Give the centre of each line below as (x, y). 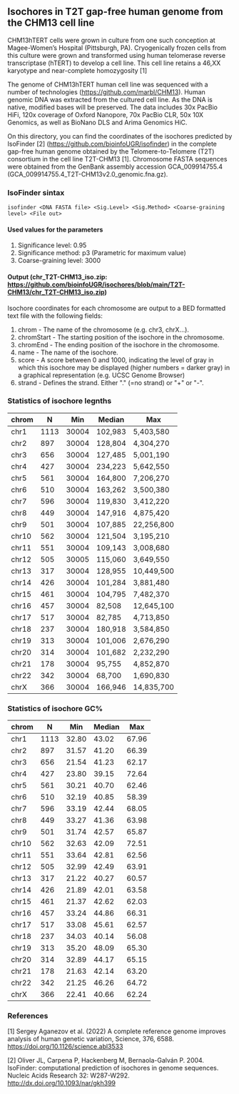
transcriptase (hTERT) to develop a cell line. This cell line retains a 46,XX (114, 63)
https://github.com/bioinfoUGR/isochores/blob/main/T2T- (96, 284)
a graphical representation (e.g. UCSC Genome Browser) (101, 375)
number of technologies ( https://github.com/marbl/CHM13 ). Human (106, 91)
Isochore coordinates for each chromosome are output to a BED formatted (117, 308)
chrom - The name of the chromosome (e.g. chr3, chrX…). (103, 329)
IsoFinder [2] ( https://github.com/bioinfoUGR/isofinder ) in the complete (112, 144)
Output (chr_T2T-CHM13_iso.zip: (57, 277)
